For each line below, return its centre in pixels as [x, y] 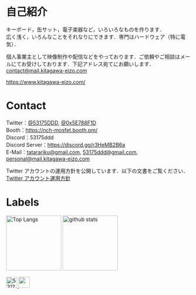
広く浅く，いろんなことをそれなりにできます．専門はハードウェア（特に [93, 36]
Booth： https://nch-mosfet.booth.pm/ [52, 130]
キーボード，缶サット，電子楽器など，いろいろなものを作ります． [86, 29]
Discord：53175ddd [30, 137]
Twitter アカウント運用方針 [38, 178]
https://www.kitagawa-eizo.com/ [46, 82]
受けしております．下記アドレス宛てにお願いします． [90, 64]
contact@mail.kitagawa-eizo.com [47, 71]
